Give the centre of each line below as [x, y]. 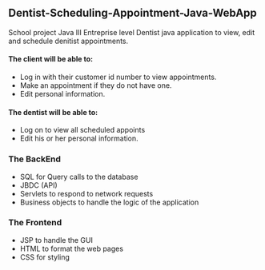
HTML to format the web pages [72, 248]
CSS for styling [45, 257]
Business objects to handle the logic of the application [109, 202]
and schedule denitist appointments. [68, 41]
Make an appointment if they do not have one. [96, 85]
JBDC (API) [38, 185]
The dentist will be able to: [53, 112]
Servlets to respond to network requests [86, 193]
